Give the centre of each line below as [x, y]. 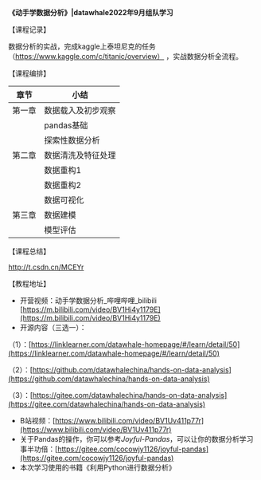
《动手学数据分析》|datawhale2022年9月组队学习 [91, 12]
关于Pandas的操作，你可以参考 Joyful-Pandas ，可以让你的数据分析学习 [136, 439]
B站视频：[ [37, 421]
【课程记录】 [29, 30]
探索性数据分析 [72, 140]
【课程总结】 [29, 251]
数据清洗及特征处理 [80, 155]
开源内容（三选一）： [53, 327]
